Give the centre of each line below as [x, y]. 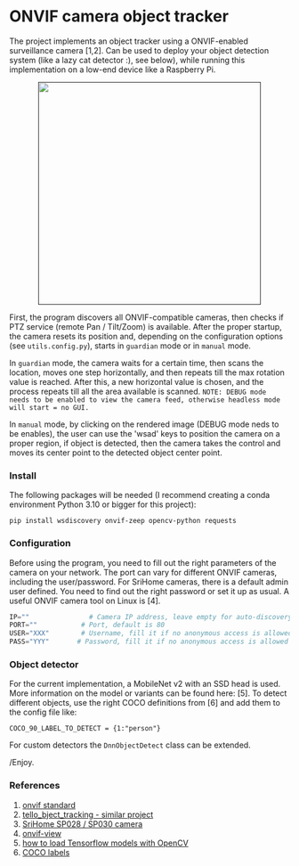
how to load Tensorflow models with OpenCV [105, 843]
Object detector [44, 664]
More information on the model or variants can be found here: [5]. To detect [148, 693]
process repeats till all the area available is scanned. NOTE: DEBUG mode [138, 391]
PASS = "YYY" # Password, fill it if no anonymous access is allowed [149, 642]
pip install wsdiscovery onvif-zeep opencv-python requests [123, 521]
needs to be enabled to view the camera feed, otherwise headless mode [145, 400]
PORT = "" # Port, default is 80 [87, 625]
